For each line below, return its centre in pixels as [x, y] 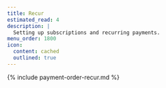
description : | [29, 26]
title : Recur [26, 13]
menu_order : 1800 [32, 39]
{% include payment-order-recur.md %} [64, 77]
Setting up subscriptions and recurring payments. [87, 32]
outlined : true [35, 58]
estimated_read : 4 [33, 20]
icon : [15, 45]
